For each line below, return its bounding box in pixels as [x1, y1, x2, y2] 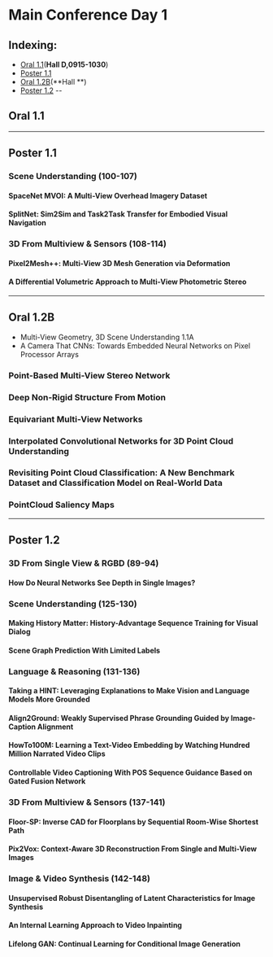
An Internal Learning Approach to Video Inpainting [8, 920, 183, 930]
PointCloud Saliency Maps [8, 499, 115, 510]
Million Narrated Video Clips [8, 749, 106, 758]
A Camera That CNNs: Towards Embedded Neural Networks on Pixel [19, 340, 250, 351]
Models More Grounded [8, 694, 91, 705]
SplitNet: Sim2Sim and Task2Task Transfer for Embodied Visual [8, 209, 228, 219]
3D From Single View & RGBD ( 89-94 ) [8, 557, 159, 569]
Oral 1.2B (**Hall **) [19, 77, 87, 86]
